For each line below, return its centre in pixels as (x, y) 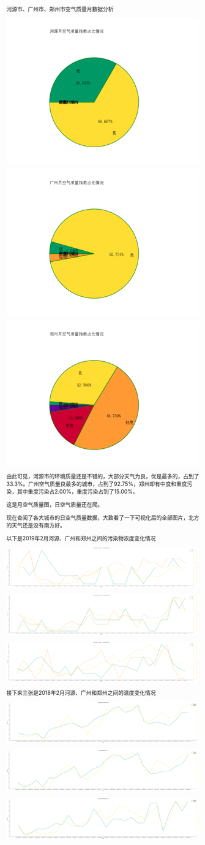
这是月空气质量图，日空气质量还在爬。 (54, 504)
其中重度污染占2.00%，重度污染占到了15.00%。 (78, 491)
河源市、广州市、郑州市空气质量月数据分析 (60, 9)
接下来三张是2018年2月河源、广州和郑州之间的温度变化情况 (81, 692)
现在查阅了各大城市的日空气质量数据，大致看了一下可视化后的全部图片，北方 (103, 518)
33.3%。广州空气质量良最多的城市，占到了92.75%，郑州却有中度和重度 (97, 484)
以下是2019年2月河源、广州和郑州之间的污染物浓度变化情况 (81, 538)
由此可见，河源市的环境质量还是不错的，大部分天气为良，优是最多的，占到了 (103, 476)
